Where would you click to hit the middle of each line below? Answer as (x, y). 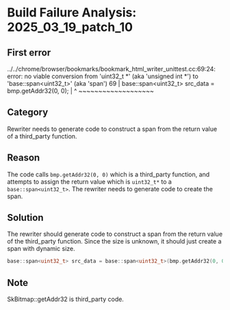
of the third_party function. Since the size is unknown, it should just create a (114, 241)
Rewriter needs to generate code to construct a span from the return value (112, 129)
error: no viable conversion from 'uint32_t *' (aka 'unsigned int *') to (103, 76)
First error (29, 52)
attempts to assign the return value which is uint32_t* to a (90, 181)
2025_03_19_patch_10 (70, 27)
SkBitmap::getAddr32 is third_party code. (66, 299)
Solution (25, 218)
